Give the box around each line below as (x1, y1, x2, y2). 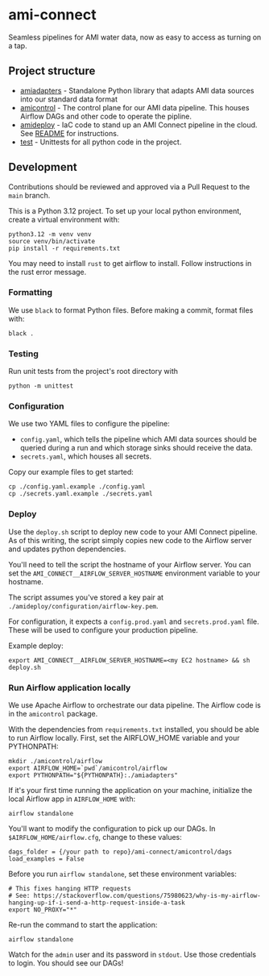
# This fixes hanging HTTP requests (8, 885, 131, 893)
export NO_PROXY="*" (8, 906, 78, 914)
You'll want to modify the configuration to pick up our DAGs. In (8, 824, 216, 833)
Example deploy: (8, 641, 64, 650)
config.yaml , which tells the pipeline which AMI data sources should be (19, 434, 258, 444)
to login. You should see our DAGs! (8, 958, 124, 968)
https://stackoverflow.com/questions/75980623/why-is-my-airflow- (33, 892, 262, 900)
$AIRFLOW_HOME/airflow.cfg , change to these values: (8, 833, 183, 842)
